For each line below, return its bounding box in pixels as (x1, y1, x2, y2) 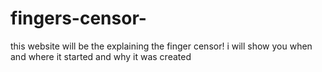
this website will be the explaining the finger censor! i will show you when (10, 40, 313, 52)
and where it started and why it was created (10, 50, 192, 62)
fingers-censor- (10, 7, 147, 30)
